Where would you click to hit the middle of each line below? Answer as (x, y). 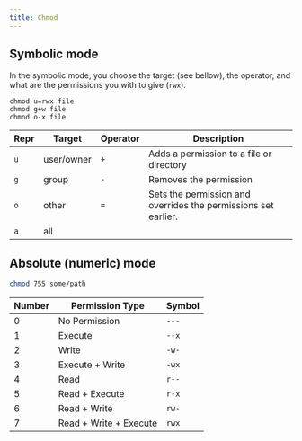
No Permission (89, 322)
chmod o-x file (38, 118)
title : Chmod (34, 18)
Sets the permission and (200, 194)
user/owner (68, 160)
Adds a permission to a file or (210, 154)
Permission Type (108, 306)
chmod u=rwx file (42, 101)
